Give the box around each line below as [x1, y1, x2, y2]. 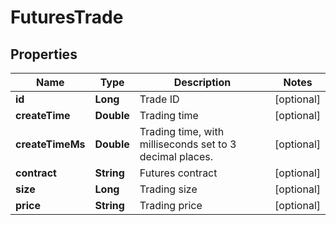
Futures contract [139, 166, 218, 180]
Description [173, 76, 232, 89]
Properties [10, 46, 78, 63]
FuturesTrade [10, 6, 124, 29]
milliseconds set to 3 [139, 137, 237, 151]
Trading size [139, 182, 198, 196]
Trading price [139, 199, 203, 212]
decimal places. [139, 150, 213, 163]
